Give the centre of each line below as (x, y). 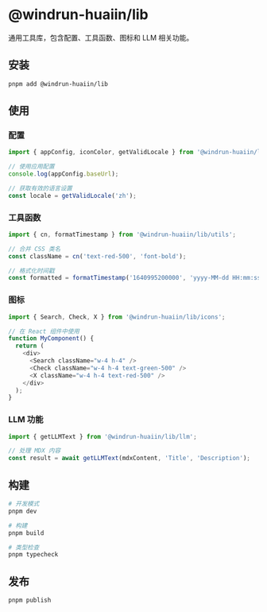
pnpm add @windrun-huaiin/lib (58, 84)
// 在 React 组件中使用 (44, 331)
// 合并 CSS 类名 (35, 249)
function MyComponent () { (51, 339)
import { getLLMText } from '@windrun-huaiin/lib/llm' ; (103, 436)
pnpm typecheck (33, 555)
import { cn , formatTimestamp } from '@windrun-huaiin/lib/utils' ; (122, 234)
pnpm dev (23, 511)
